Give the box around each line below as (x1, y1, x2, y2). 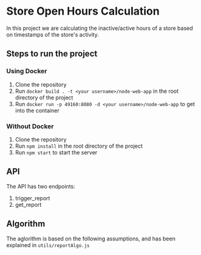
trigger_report (15, 194, 50, 202)
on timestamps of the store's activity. (6, 31, 99, 38)
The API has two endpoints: (6, 182, 76, 190)
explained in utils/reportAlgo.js (6, 241, 90, 248)
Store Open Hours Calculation (6, 4, 160, 18)
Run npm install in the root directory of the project (15, 142, 143, 149)
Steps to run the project (6, 49, 98, 59)
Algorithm (6, 218, 46, 229)
